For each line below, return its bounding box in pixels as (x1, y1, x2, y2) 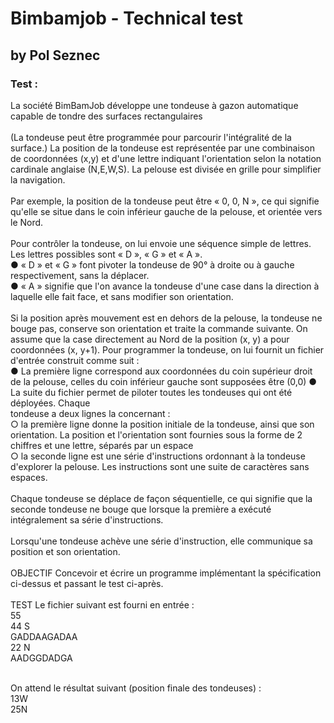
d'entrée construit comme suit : (10, 354, 140, 366)
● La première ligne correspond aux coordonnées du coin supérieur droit (10, 365, 313, 377)
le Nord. (10, 216, 44, 228)
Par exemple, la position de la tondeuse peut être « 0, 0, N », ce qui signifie (10, 195, 320, 207)
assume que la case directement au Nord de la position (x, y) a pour (10, 333, 290, 345)
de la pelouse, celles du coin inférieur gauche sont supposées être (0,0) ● (10, 375, 318, 387)
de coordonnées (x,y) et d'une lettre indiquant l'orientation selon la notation (10, 152, 322, 164)
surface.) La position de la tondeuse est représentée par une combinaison (10, 142, 315, 154)
